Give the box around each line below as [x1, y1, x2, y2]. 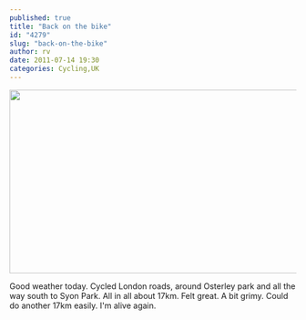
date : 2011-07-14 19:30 [9, 56, 100, 65]
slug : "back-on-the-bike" [9, 38, 107, 48]
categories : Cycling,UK [9, 65, 100, 74]
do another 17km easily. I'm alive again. [9, 300, 157, 311]
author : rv [9, 47, 51, 57]
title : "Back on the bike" [9, 22, 112, 31]
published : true [9, 13, 71, 23]
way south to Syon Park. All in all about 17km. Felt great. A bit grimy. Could [9, 290, 289, 301]
